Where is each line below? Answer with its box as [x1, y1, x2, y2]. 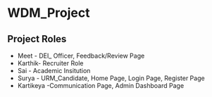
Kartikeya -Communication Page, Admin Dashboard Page [17, 82, 185, 89]
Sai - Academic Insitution [17, 67, 91, 75]
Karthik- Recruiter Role [17, 59, 84, 67]
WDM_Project [7, 5, 90, 21]
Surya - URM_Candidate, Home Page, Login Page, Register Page [17, 74, 206, 82]
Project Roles [7, 33, 67, 45]
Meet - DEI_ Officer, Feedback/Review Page [17, 51, 145, 60]
